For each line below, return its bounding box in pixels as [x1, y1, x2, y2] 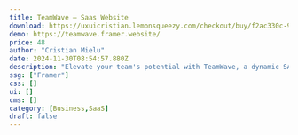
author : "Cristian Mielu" [9, 46, 105, 55]
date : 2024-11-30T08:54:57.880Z [9, 54, 129, 63]
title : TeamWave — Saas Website [9, 12, 129, 22]
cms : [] [9, 95, 38, 105]
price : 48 [9, 37, 46, 47]
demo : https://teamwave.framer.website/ [9, 29, 161, 38]
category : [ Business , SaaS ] [9, 104, 109, 113]
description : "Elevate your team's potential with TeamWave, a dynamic [9, 63, 279, 72]
